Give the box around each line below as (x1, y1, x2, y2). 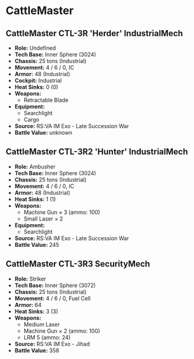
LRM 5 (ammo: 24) (23, 333, 71, 341)
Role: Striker (14, 275, 46, 282)
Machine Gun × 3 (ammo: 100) (23, 208, 101, 216)
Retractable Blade (23, 96, 68, 104)
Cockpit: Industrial (14, 77, 62, 84)
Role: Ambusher (14, 163, 56, 170)
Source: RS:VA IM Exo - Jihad (14, 340, 90, 347)
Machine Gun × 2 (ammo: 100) (23, 327, 101, 334)
